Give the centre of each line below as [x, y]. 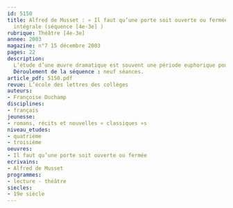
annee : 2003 [24, 40]
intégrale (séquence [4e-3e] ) [59, 26]
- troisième [24, 143]
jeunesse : [21, 116]
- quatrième [24, 136]
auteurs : [20, 91]
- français [23, 110]
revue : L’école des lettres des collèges [68, 85]
